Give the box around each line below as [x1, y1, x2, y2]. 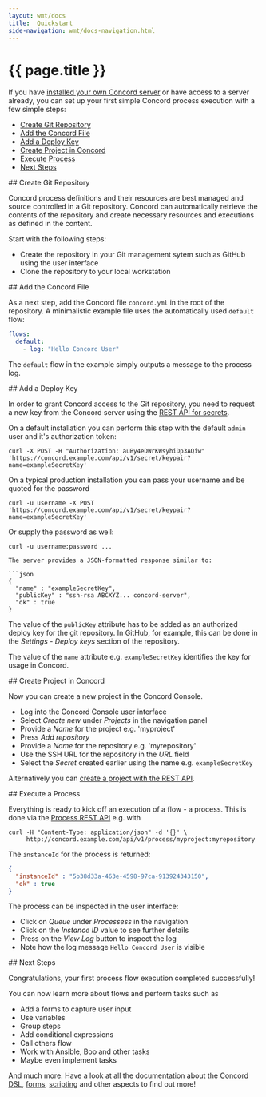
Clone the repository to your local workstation [19, 267, 171, 277]
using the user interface [19, 258, 99, 268]
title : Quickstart [8, 19, 73, 27]
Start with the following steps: [8, 234, 106, 244]
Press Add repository [19, 732, 90, 742]
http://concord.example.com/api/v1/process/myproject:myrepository [26, 835, 256, 844]
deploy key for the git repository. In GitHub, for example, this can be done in [8, 628, 258, 637]
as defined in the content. [8, 219, 93, 229]
